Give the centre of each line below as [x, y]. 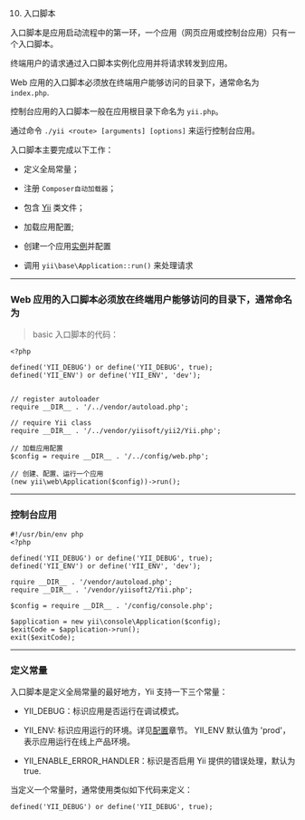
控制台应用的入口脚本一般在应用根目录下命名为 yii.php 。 [117, 111]
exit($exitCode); [43, 637]
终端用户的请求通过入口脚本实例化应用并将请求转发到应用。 [121, 63]
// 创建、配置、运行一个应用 [57, 474]
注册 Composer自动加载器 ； [70, 188]
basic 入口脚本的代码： [76, 334]
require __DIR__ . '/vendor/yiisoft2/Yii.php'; [102, 590]
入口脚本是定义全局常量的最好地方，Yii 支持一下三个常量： [119, 691]
